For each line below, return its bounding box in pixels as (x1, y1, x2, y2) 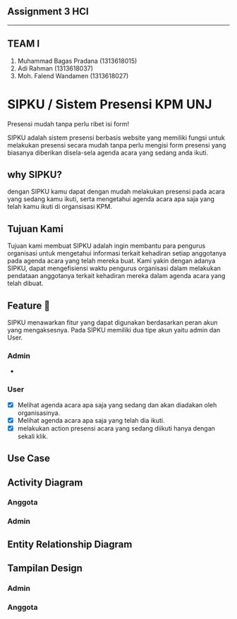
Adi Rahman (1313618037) (17, 64, 94, 73)
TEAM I (7, 38, 40, 50)
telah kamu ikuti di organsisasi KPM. (7, 203, 113, 211)
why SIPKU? (7, 169, 62, 181)
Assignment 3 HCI (7, 6, 90, 18)
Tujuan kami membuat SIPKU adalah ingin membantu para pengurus (7, 241, 206, 250)
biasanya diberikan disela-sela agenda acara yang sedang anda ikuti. (7, 148, 209, 157)
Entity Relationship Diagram (7, 538, 133, 550)
